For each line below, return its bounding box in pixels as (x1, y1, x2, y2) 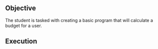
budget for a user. (5, 22, 42, 28)
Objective (5, 4, 36, 12)
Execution (5, 37, 37, 45)
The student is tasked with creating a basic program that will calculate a (5, 17, 153, 23)
